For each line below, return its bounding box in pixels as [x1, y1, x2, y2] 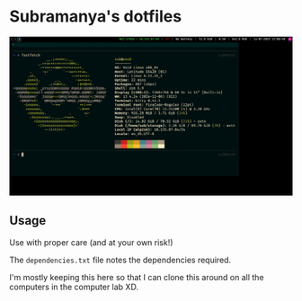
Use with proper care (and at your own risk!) [9, 236, 173, 248]
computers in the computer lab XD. [9, 281, 139, 292]
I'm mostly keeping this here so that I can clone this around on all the [9, 271, 264, 282]
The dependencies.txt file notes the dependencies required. [9, 254, 232, 265]
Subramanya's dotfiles [9, 6, 182, 27]
